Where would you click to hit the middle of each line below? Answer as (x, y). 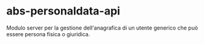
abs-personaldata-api (63, 11)
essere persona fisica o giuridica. (48, 34)
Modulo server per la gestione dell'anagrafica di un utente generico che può (102, 28)
